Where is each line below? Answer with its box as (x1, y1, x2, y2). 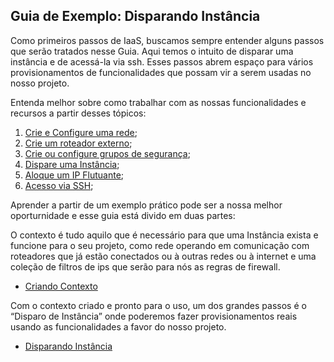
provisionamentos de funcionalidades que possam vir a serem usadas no (10, 66, 312, 78)
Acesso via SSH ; (24, 179, 94, 191)
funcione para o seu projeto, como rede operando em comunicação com (10, 239, 310, 251)
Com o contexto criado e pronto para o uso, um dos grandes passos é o (10, 299, 307, 311)
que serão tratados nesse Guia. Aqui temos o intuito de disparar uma (10, 45, 294, 57)
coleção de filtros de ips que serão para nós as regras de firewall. (10, 260, 281, 273)
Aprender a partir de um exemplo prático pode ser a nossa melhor (10, 199, 283, 211)
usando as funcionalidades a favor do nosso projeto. (10, 320, 227, 333)
